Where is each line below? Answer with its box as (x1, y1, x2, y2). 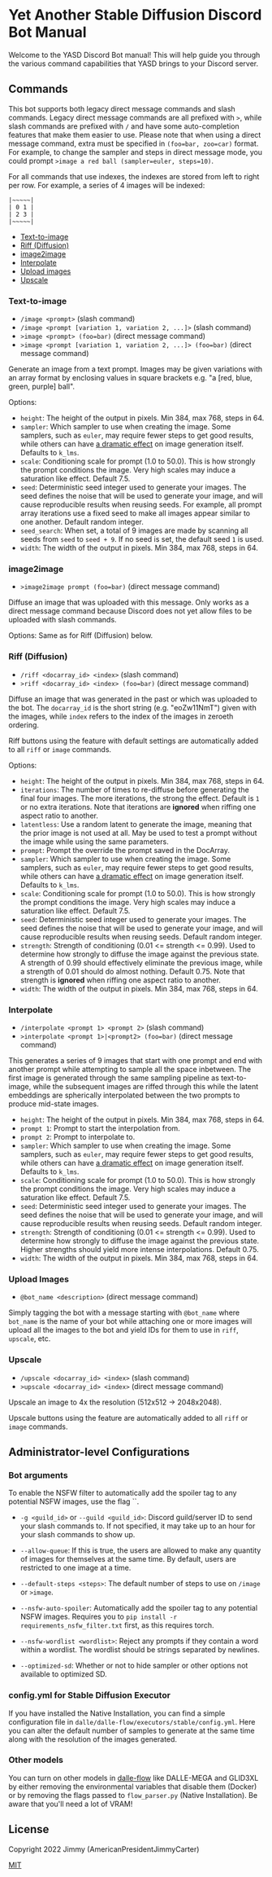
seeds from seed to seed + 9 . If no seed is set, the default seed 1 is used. (19, 534, 264, 544)
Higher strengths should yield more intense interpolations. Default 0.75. (19, 1244, 259, 1254)
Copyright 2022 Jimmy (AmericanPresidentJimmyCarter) (8, 1844, 200, 1854)
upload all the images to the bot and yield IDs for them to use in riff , (8, 1325, 240, 1335)
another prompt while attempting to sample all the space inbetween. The (8, 1064, 252, 1074)
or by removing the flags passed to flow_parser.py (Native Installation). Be (8, 1790, 258, 1800)
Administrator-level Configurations (8, 1444, 190, 1459)
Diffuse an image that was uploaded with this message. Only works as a (8, 597, 249, 608)
